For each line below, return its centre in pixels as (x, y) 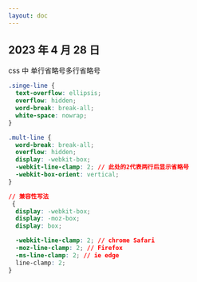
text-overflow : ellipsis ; (59, 93)
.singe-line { (32, 86)
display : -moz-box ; (48, 219)
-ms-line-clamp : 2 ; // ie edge (67, 255)
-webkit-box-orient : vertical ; (67, 175)
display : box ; (39, 226)
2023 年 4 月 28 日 (54, 50)
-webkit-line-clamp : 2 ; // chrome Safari (85, 240)
